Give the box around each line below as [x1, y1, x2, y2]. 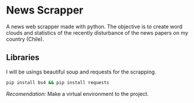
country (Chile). [6, 35, 44, 42]
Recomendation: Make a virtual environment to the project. [6, 90, 149, 97]
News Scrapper [6, 4, 84, 17]
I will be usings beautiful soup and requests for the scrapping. [6, 68, 156, 75]
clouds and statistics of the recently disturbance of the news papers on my [6, 29, 189, 36]
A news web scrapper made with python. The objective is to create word [6, 23, 183, 30]
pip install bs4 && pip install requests [6, 79, 110, 85]
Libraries [6, 52, 40, 62]
